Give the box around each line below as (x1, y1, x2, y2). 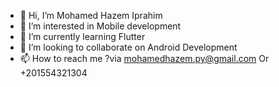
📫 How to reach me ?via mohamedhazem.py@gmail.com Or (19, 53, 270, 64)
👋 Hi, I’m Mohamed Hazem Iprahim (19, 10, 163, 21)
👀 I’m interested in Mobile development (19, 20, 182, 32)
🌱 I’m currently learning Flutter (19, 31, 146, 42)
